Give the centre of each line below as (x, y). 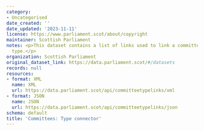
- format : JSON (25, 96)
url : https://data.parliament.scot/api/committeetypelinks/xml (93, 91)
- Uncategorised (27, 18)
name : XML (24, 85)
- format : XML (24, 79)
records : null (24, 68)
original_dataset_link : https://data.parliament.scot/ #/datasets (90, 62)
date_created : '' (28, 23)
